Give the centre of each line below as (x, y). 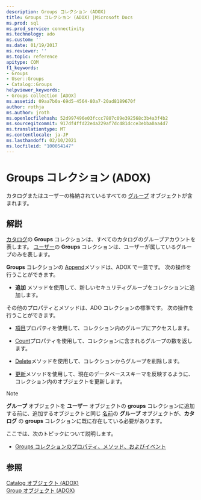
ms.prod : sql (23, 23)
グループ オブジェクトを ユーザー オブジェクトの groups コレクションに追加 (100, 406)
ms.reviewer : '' (26, 51)
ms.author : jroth (28, 113)
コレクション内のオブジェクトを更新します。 (70, 381)
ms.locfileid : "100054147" (40, 146)
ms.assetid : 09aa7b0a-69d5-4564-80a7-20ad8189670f (71, 101)
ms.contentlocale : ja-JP (37, 135)
